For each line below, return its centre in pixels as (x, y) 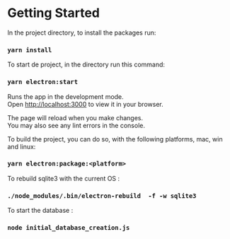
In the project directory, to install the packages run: (82, 33)
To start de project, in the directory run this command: (86, 64)
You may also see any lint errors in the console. (76, 125)
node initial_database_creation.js (69, 228)
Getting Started (54, 13)
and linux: (22, 146)
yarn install (30, 50)
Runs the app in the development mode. (65, 96)
